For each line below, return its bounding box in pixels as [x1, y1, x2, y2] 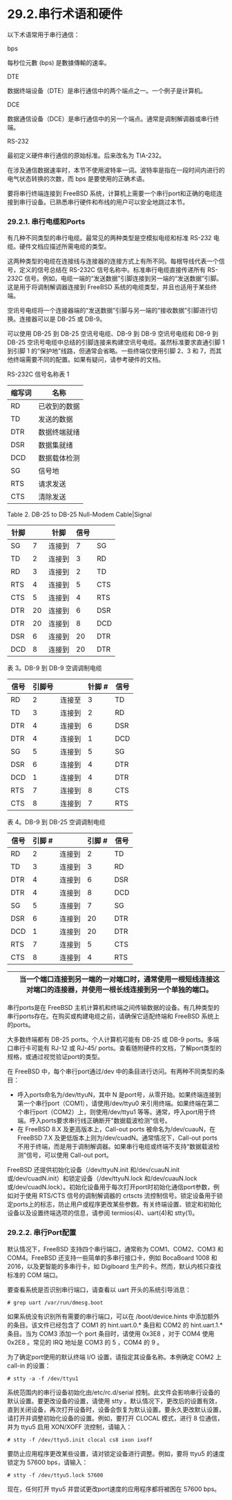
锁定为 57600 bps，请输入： [7, 1458, 88, 1466]
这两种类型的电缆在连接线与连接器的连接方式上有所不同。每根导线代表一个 [7, 257, 219, 266]
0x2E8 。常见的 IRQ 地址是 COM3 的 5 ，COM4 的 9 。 [7, 1338, 164, 1346]
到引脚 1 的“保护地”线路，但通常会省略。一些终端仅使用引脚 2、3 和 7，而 [7, 347, 216, 355]
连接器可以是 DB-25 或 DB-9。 [19, 315, 106, 323]
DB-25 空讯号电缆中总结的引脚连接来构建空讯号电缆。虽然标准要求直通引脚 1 [7, 338, 225, 347]
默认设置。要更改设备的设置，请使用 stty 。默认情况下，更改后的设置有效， [7, 1396, 221, 1405]
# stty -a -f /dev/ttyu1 [7, 1375, 79, 1382]
